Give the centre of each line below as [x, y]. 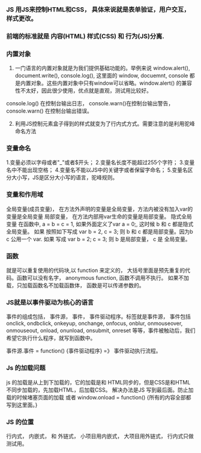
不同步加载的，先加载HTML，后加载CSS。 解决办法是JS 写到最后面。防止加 [100, 390]
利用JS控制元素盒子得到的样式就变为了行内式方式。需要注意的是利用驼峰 [105, 124]
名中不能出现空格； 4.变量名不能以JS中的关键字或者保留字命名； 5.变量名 [97, 170]
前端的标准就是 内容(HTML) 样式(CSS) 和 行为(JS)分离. [85, 36]
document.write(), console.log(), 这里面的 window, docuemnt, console [101, 76]
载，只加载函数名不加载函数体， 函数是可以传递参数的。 [75, 285]
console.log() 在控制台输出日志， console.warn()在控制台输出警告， [90, 103]
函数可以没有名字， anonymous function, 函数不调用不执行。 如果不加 [103, 278]
